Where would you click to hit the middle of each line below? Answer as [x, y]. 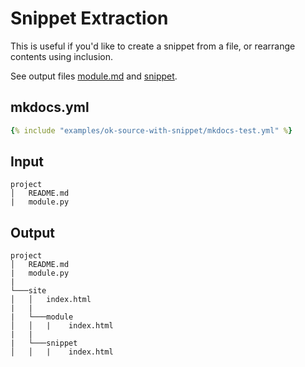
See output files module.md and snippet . [94, 76]
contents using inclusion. [61, 56]
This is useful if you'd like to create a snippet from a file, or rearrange [153, 46]
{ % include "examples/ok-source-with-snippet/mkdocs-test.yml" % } [151, 130]
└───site [28, 291]
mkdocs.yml [50, 107]
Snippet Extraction [89, 18]
